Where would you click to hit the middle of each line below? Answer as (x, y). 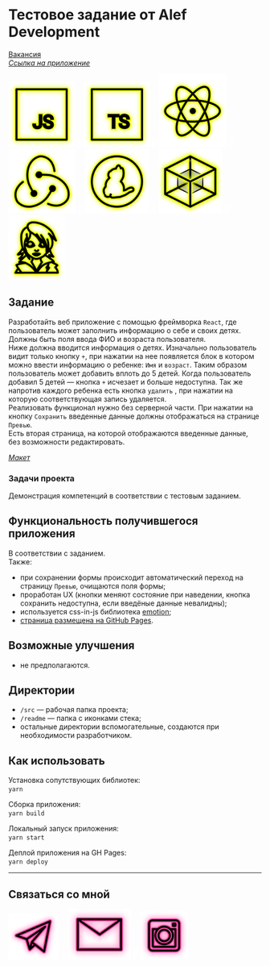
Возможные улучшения (72, 645)
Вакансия (25, 54)
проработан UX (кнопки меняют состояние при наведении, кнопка (135, 594)
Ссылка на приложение (49, 63)
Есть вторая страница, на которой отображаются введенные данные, (129, 433)
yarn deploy (28, 862)
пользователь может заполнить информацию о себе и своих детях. (125, 330)
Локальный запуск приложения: (63, 829)
